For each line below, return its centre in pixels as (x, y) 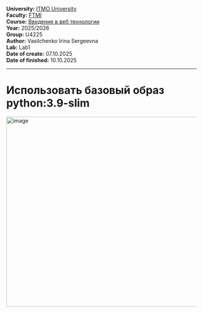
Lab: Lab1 (18, 47)
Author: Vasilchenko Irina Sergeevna (52, 41)
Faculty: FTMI (24, 15)
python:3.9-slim (48, 103)
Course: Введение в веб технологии (53, 21)
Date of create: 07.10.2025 (39, 54)
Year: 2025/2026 (28, 28)
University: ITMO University (41, 9)
